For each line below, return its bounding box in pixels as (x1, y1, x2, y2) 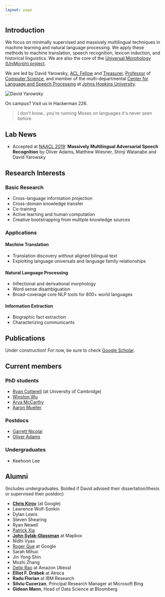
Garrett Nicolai (12, 428, 42, 435)
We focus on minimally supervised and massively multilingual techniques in (5, 39, 160, 45)
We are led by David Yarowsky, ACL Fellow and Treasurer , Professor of (5, 70, 151, 76)
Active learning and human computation (12, 211, 95, 217)
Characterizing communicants (12, 320, 75, 326)
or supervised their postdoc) (5, 491, 64, 497)
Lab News (5, 130, 37, 139)
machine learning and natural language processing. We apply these (5, 45, 144, 51)
